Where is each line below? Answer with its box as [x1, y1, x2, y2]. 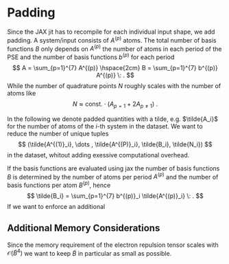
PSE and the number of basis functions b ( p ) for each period [7, 52, 175, 61]
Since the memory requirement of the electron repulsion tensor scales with [7, 241, 219, 249]
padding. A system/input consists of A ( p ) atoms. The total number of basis [7, 34, 217, 44]
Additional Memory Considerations [7, 222, 160, 234]
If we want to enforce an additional [7, 203, 106, 211]
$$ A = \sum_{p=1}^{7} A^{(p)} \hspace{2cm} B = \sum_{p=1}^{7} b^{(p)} [12, 63, 218, 71]
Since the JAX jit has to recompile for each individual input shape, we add [7, 27, 215, 36]
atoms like [7, 89, 36, 97]
